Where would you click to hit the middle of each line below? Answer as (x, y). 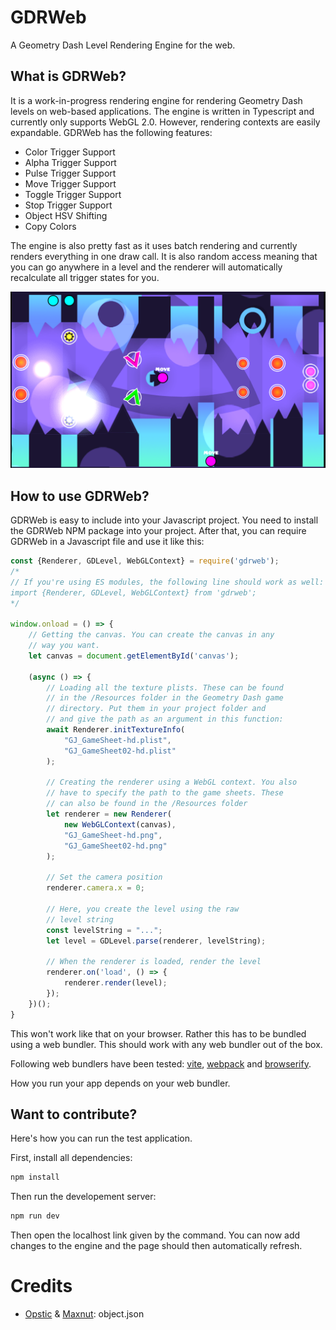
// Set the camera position (104, 877)
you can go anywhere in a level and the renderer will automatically (146, 267)
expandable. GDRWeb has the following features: (111, 132)
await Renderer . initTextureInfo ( (116, 730)
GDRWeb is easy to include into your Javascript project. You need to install (164, 520)
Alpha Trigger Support (70, 162)
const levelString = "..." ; (104, 930)
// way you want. (64, 646)
